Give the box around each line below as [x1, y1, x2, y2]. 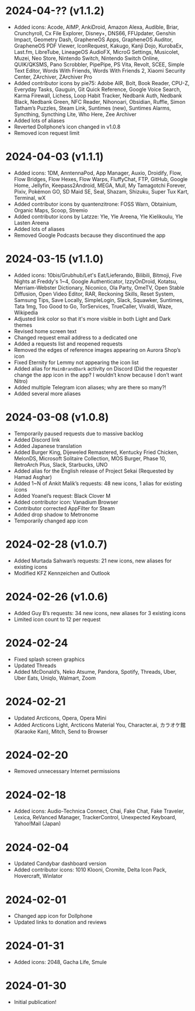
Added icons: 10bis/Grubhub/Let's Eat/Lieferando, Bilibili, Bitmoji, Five [13, 272, 182, 279]
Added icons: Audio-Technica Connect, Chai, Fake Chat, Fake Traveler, [13, 808, 185, 815]
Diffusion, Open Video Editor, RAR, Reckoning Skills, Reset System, [13, 290, 175, 297]
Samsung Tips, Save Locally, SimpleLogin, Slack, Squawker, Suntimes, [13, 296, 184, 303]
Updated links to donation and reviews [13, 919, 107, 926]
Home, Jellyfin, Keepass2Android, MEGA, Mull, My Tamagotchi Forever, [13, 182, 187, 189]
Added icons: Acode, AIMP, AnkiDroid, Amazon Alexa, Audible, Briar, [13, 23, 179, 30]
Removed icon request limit [13, 129, 80, 136]
